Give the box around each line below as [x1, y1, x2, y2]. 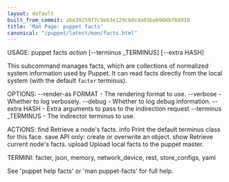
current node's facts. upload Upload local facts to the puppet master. [7, 140, 204, 149]
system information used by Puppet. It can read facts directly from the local [7, 69, 223, 78]
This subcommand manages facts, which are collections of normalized [7, 62, 209, 70]
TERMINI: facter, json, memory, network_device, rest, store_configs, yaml [7, 154, 216, 162]
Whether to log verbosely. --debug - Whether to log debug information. [7, 98, 211, 106]
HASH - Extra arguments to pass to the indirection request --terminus [23, 104, 222, 113]
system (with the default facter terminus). [7, 77, 127, 85]
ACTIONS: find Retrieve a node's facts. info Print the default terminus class [7, 125, 221, 134]
